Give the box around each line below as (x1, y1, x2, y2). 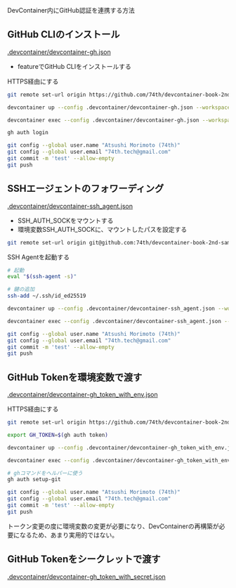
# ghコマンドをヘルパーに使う (7, 469, 83, 476)
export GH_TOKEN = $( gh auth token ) (7, 431, 109, 438)
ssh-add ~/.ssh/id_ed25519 (7, 292, 86, 300)
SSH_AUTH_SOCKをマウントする (17, 216, 114, 225)
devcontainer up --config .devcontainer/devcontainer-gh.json (7, 104, 193, 111)
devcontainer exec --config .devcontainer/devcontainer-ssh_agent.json (7, 318, 221, 325)
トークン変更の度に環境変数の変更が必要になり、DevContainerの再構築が (7, 522, 219, 530)
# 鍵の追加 (7, 286, 35, 293)
